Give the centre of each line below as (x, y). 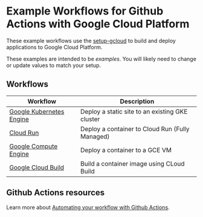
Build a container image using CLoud (133, 163)
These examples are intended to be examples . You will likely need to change (101, 59)
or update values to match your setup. (54, 65)
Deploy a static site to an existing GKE (134, 111)
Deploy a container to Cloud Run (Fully (135, 129)
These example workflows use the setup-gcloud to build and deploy (91, 40)
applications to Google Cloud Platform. (54, 47)
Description (137, 101)
